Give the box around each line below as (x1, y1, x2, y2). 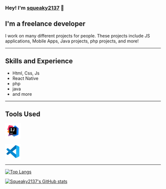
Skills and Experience (5, 57, 73, 66)
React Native (12, 75, 39, 81)
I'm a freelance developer (5, 20, 85, 28)
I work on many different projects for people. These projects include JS (5, 33, 150, 38)
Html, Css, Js (12, 70, 40, 76)
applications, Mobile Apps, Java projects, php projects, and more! (5, 38, 139, 44)
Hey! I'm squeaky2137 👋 (5, 4, 64, 11)
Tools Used (5, 110, 41, 118)
